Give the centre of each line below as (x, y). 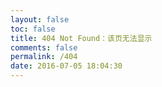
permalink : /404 (44, 57)
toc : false (33, 29)
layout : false (40, 19)
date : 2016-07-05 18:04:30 (66, 66)
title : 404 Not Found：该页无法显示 (81, 38)
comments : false (44, 47)
